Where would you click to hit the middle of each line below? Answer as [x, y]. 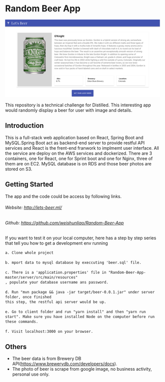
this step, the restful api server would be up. [56, 302]
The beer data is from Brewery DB [47, 359]
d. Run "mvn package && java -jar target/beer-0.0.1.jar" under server [80, 292]
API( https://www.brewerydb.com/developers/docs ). [65, 364]
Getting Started [29, 184]
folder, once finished [28, 297]
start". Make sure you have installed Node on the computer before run [80, 317]
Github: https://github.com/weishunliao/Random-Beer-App [65, 223]
